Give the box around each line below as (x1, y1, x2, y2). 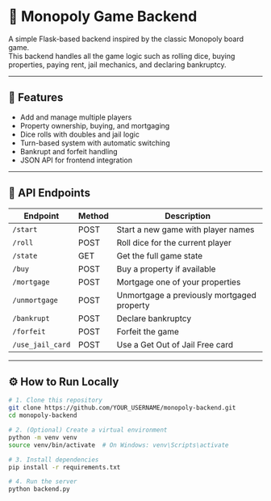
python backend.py (8, 485, 70, 494)
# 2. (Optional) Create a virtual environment (8, 426, 168, 434)
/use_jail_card (12, 339, 71, 349)
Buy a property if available (116, 263, 216, 274)
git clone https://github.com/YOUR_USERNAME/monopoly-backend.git (8, 404, 236, 412)
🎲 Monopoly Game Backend (8, 7, 198, 26)
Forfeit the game (116, 326, 180, 337)
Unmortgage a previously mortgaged (116, 289, 256, 301)
